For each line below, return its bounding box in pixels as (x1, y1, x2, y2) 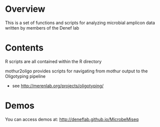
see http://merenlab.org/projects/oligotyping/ (12, 83, 104, 89)
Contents (5, 42, 44, 54)
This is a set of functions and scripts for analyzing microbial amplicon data (5, 20, 155, 26)
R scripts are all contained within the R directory (5, 58, 102, 64)
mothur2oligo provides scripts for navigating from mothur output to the (5, 68, 148, 74)
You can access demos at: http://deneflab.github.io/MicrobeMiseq (5, 116, 139, 122)
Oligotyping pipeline (5, 73, 46, 79)
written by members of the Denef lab (5, 25, 79, 31)
